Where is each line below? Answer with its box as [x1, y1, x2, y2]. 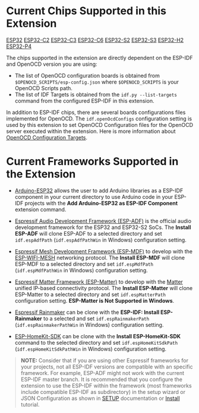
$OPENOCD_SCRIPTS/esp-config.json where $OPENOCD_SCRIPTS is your [14, 78, 179, 85]
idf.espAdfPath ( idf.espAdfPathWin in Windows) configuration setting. [14, 236, 187, 243]
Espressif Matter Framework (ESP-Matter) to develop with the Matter [14, 278, 183, 285]
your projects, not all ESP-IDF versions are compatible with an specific [20, 363, 193, 370]
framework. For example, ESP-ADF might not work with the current [20, 369, 185, 376]
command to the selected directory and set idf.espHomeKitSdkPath [14, 339, 178, 346]
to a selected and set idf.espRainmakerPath [43, 314, 150, 322]
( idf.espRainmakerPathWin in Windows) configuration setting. [14, 321, 164, 328]
